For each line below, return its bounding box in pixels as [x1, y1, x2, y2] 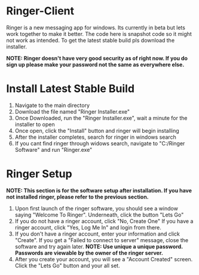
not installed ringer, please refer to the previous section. [6, 193, 149, 200]
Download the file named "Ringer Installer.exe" [14, 108, 130, 115]
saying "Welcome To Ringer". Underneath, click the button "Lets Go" [14, 211, 184, 218]
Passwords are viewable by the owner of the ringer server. [14, 249, 163, 256]
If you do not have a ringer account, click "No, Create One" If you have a [14, 217, 194, 225]
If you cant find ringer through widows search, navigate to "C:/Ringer [14, 139, 185, 147]
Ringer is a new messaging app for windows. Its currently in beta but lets [6, 24, 185, 31]
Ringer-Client [6, 4, 75, 18]
